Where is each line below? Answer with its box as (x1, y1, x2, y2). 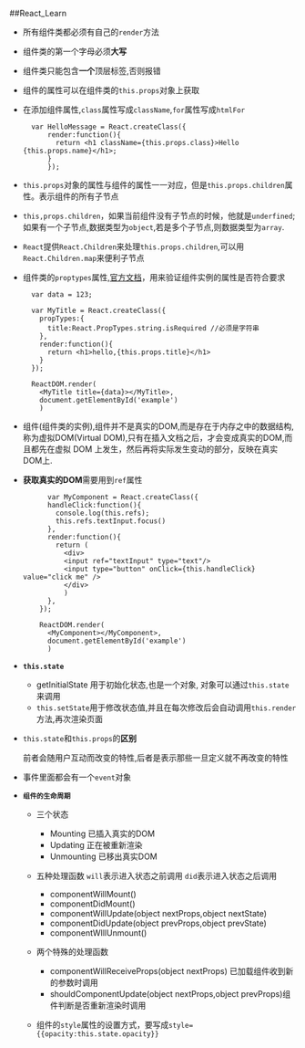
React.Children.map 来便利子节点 (22, 253, 145, 263)
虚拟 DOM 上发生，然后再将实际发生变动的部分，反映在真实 (54, 444, 279, 455)
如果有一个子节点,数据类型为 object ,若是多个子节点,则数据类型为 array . (22, 222, 285, 232)
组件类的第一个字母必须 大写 (22, 46, 127, 57)
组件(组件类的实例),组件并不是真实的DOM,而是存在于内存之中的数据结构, (22, 421, 294, 432)
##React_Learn (9, 8, 66, 18)
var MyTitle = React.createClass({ (31, 306, 167, 315)
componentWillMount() (49, 889, 137, 899)
